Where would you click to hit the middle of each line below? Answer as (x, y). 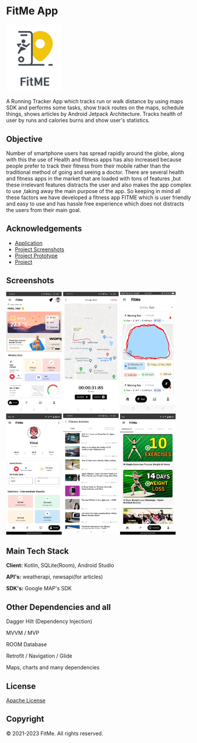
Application (29, 243)
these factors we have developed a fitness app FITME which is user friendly (98, 198)
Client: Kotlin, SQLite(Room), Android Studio (60, 565)
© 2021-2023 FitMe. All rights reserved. (55, 733)
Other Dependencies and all (59, 607)
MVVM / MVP (23, 633)
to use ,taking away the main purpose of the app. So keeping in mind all (93, 191)
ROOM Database (27, 644)
